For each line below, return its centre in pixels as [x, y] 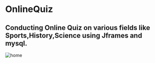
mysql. [16, 43]
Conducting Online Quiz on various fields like [78, 28]
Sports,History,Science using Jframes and [74, 35]
